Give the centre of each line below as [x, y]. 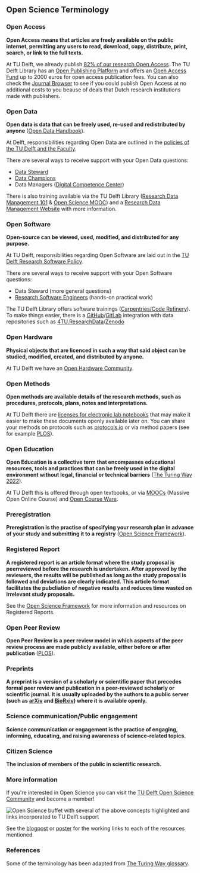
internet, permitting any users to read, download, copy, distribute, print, [97, 46]
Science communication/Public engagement [72, 716]
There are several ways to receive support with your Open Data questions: [97, 160]
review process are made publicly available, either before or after [88, 647]
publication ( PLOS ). [31, 653]
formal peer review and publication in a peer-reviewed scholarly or [90, 688]
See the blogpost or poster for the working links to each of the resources [96, 828]
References [23, 850]
